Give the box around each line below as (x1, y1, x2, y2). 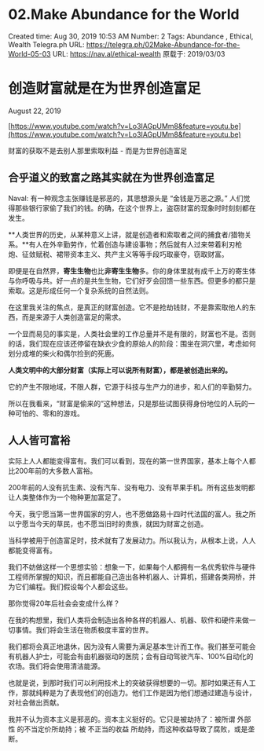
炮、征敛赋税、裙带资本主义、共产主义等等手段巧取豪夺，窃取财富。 (8, 249, 229, 258)
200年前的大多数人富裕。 (14, 466, 97, 475)
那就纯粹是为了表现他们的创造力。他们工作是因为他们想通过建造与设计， (21, 687, 256, 697)
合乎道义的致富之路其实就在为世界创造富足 (8, 171, 214, 185)
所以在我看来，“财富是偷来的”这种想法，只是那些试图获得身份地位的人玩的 (8, 398, 249, 408)
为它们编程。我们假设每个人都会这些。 (8, 581, 132, 591)
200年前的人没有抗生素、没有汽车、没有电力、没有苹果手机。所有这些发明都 (8, 482, 255, 492)
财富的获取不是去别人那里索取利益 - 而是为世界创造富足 (8, 145, 188, 155)
